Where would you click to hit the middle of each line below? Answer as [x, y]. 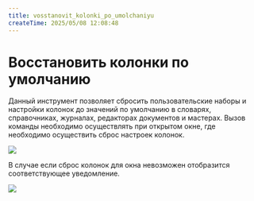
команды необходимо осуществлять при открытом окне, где [112, 126]
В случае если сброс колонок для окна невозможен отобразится [119, 165]
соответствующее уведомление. [64, 174]
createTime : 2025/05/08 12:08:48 [63, 23]
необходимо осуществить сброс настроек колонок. [96, 135]
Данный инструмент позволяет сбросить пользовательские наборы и [127, 101]
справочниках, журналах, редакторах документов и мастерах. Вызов [127, 118]
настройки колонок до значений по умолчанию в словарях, [110, 110]
